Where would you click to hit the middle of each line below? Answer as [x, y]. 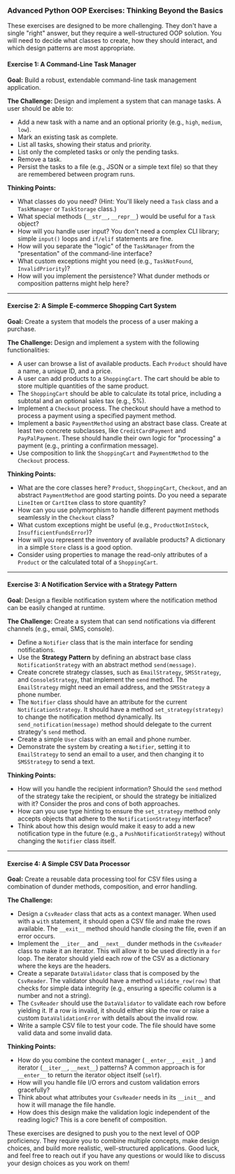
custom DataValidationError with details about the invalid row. [108, 1018]
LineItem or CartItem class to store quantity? [81, 502]
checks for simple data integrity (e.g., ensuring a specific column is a [117, 988]
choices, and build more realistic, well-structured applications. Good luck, [114, 1148]
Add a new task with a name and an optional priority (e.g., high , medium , [120, 122]
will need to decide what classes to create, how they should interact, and [112, 41]
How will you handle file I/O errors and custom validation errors [108, 1083]
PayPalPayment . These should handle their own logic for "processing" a [119, 438]
